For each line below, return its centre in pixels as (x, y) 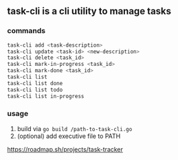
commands (26, 31)
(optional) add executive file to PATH (69, 136)
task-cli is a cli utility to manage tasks (89, 11)
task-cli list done (35, 83)
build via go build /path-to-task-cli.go (75, 128)
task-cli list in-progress (46, 96)
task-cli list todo (35, 90)
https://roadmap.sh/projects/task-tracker (65, 149)
